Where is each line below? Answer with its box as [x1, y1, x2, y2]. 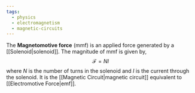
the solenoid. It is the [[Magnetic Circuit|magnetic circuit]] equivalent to [6, 74, 182, 81]
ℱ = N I [92, 58, 109, 65]
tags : [6, 8, 20, 15]
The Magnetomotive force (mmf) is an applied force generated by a [6, 42, 175, 49]
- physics [11, 14, 36, 20]
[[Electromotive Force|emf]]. [6, 80, 77, 87]
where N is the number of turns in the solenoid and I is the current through [6, 67, 190, 75]
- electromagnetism [11, 20, 60, 26]
